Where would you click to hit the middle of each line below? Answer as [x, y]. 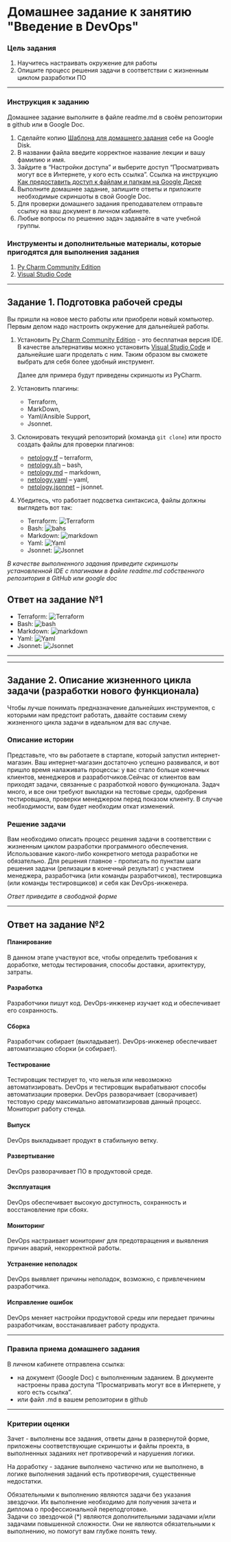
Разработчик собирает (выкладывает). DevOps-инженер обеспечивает [112, 1041]
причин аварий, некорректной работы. [64, 1248]
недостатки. [25, 1481]
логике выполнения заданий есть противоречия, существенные [101, 1474]
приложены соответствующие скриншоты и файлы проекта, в [99, 1446]
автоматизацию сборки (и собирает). [62, 1049]
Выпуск [19, 1125]
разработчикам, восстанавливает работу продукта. [84, 1325]
